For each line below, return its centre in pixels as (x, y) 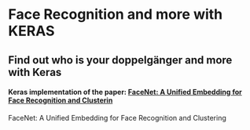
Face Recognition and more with (116, 14)
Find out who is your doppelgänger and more (120, 60)
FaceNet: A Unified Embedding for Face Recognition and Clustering (117, 117)
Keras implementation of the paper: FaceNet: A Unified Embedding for (125, 92)
